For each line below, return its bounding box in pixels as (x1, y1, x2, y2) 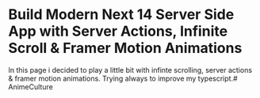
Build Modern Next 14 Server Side (8, 6, 235, 24)
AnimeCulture (8, 81, 53, 92)
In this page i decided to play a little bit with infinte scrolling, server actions (8, 65, 252, 74)
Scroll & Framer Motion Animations (8, 40, 243, 57)
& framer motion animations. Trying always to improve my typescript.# (8, 73, 238, 83)
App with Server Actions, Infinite (8, 22, 228, 40)
